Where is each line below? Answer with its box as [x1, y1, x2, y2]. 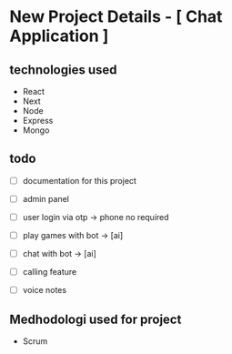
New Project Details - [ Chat [9, 6, 223, 27]
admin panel [22, 193, 70, 204]
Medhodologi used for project [9, 311, 182, 327]
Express [22, 116, 54, 126]
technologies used [9, 62, 117, 77]
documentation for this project [22, 175, 136, 186]
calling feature [22, 267, 77, 278]
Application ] [9, 25, 109, 46]
